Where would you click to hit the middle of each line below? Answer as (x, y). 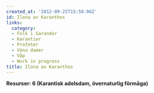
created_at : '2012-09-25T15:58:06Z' (52, 12)
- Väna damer (28, 50)
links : (14, 23)
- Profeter (25, 45)
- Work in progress (36, 61)
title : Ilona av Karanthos (40, 67)
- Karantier (27, 39)
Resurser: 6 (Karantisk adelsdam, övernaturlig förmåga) (77, 84)
